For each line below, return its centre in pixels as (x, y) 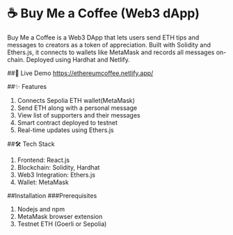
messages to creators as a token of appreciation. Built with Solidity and (109, 44)
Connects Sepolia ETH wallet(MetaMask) (76, 100)
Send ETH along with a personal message (77, 108)
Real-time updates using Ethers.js (65, 130)
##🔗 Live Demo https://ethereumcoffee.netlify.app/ (80, 73)
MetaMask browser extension (60, 216)
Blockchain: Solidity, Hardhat (58, 167)
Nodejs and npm (41, 209)
